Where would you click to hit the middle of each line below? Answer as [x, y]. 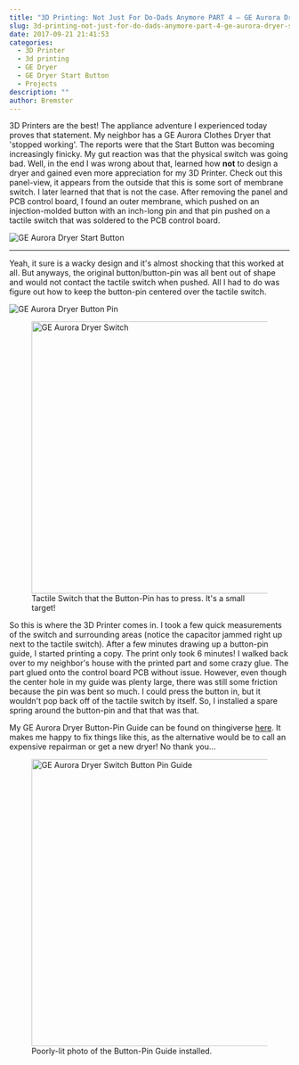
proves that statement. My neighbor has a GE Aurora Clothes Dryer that [140, 136]
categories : [31, 42]
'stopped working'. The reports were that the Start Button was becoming [142, 144]
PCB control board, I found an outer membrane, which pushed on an [134, 202]
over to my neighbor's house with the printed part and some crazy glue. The [149, 663]
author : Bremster [41, 100]
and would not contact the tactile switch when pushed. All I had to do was [145, 283]
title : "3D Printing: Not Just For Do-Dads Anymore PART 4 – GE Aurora [145, 17]
